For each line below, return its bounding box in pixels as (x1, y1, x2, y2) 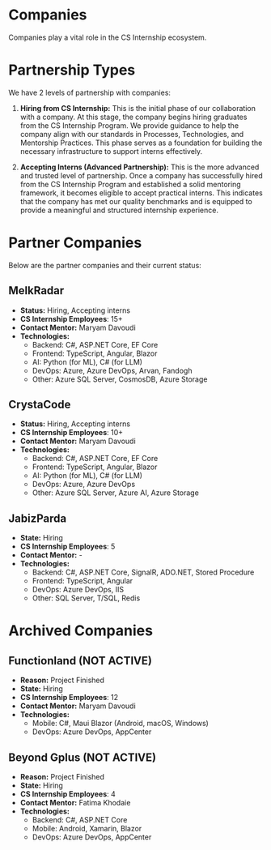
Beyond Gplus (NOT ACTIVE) (8, 750, 156, 764)
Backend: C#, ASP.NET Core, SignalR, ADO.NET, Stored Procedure (32, 567, 255, 577)
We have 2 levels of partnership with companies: (8, 88, 171, 97)
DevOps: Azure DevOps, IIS (32, 585, 124, 595)
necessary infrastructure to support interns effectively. (19, 146, 203, 156)
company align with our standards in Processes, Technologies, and (19, 129, 244, 139)
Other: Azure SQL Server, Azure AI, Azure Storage (32, 488, 200, 498)
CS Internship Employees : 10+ (19, 428, 124, 438)
